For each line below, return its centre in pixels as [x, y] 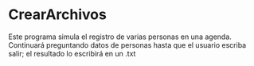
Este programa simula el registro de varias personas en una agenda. [120, 37]
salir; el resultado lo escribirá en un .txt [72, 53]
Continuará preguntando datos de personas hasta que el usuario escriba [127, 45]
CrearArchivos [58, 15]
